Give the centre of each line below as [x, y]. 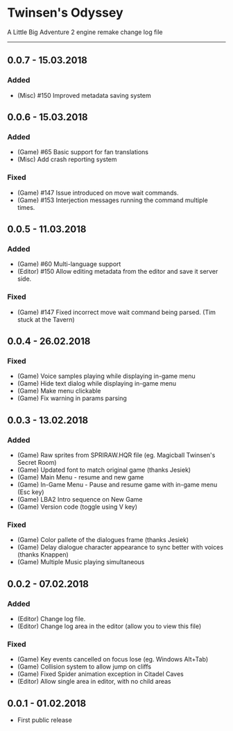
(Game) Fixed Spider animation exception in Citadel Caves [100, 674]
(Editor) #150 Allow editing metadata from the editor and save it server [118, 272]
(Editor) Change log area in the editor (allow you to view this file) [109, 626]
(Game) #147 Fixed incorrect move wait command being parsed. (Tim [116, 312]
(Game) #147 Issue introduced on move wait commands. [98, 192]
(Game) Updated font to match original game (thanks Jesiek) [104, 470]
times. [26, 207]
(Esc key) [31, 492]
